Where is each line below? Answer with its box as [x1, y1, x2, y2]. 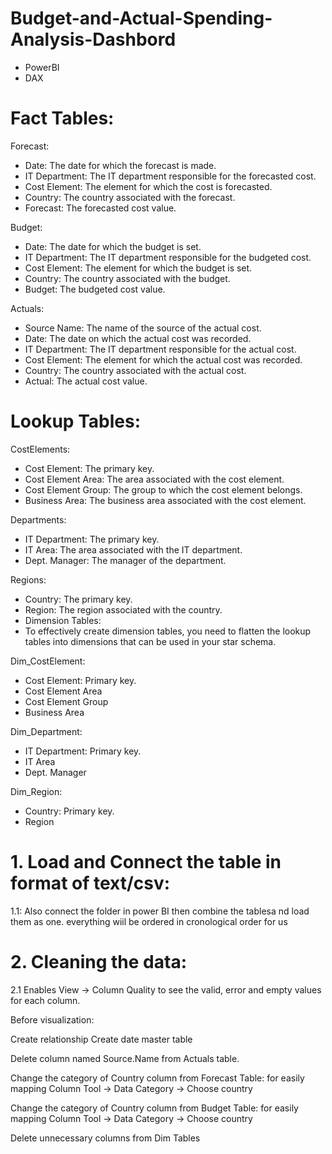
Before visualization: [10, 1013, 95, 1026]
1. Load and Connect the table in [10, 851, 282, 873]
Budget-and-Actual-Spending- [10, 7, 273, 30]
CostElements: [10, 443, 71, 455]
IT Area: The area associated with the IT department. [24, 543, 243, 556]
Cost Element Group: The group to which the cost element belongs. [24, 483, 303, 496]
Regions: [10, 573, 47, 586]
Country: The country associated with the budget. [24, 272, 231, 284]
